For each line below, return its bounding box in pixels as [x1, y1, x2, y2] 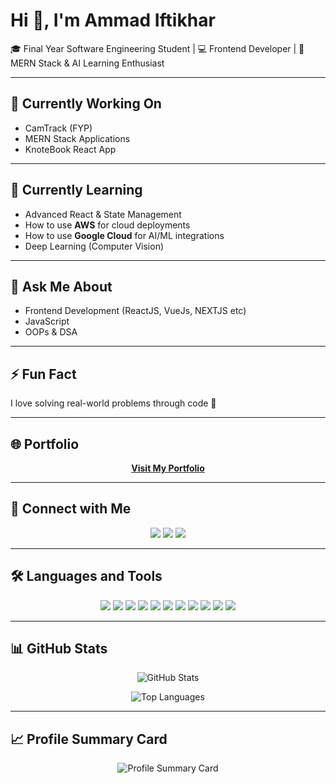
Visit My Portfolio [131, 462, 205, 474]
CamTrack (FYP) [24, 122, 93, 134]
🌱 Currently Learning [10, 182, 143, 199]
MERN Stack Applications [24, 132, 131, 144]
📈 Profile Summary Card [10, 730, 168, 748]
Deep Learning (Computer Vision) [24, 240, 165, 252]
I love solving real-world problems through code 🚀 [10, 397, 217, 409]
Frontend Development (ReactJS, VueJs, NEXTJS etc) [24, 305, 247, 317]
